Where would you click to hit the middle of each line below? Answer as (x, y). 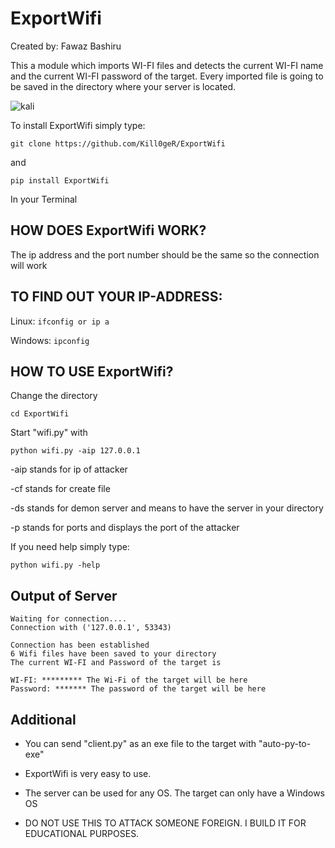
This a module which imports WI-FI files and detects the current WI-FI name (167, 65)
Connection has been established (80, 645)
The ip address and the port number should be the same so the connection (165, 254)
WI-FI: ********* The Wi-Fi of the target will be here (129, 680)
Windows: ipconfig (50, 340)
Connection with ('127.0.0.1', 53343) (91, 628)
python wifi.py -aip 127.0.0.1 (75, 451)
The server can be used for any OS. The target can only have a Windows (175, 793)
